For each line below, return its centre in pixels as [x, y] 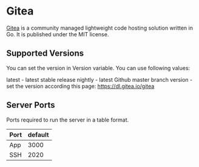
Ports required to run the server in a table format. [68, 120]
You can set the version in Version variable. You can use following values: [98, 68]
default [39, 134]
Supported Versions [45, 54]
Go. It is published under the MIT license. [58, 34]
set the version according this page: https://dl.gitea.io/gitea [80, 86]
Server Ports [31, 105]
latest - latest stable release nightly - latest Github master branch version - [99, 79]
